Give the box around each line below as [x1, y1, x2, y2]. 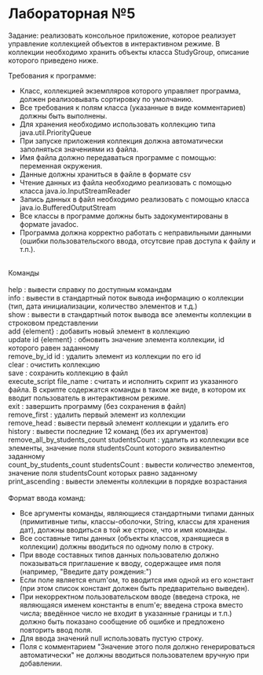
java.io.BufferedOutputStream [19, 202, 116, 212]
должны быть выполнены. [19, 111, 108, 120]
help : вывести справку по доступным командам [8, 284, 172, 294]
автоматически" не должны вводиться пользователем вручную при [19, 650, 250, 659]
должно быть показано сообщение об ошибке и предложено [19, 617, 225, 626]
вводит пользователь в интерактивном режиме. [8, 393, 170, 403]
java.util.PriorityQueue [19, 127, 92, 137]
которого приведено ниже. [8, 56, 99, 65]
